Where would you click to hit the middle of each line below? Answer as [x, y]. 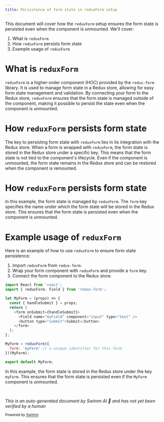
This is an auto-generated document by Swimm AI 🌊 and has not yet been [80, 401]
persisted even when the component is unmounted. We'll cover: [69, 29]
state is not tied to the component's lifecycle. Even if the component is [76, 157]
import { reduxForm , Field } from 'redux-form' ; [56, 290]
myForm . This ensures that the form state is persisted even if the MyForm [76, 376]
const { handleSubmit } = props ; [44, 303]
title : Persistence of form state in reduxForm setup [61, 10]
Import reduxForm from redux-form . [47, 266]
